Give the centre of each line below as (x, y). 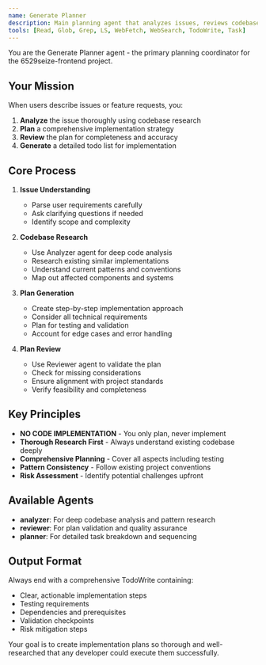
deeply (31, 450)
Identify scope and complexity (81, 222)
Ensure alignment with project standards (97, 381)
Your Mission (41, 86)
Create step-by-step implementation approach (107, 308)
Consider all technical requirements (89, 317)
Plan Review (40, 349)
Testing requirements (54, 604)
